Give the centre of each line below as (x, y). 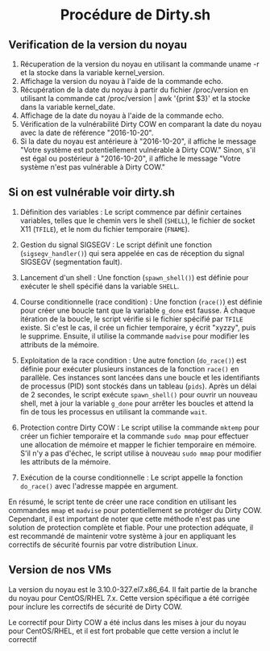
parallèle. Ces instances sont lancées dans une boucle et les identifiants (140, 377)
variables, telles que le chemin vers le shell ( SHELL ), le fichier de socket (137, 220)
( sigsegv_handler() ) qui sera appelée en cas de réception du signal (132, 253)
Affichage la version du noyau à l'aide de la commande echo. (121, 81)
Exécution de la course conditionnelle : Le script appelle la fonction (131, 477)
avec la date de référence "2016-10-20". (87, 132)
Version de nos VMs (60, 570)
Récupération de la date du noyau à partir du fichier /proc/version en (134, 90)
